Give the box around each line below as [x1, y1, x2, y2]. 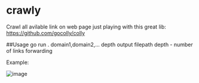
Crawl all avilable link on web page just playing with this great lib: [6, 23, 166, 30]
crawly [6, 4, 41, 17]
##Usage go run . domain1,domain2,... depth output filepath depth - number [6, 41, 193, 48]
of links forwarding [6, 47, 53, 54]
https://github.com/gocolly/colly [6, 29, 85, 36]
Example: [6, 59, 29, 66]
